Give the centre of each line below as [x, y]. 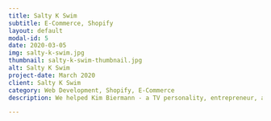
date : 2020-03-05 [38, 46]
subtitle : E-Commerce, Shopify [61, 23]
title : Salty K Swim [43, 16]
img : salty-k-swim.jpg [46, 53]
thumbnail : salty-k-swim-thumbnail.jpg [75, 61]
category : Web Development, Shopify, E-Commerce [92, 90]
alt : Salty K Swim [39, 68]
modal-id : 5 [28, 38]
